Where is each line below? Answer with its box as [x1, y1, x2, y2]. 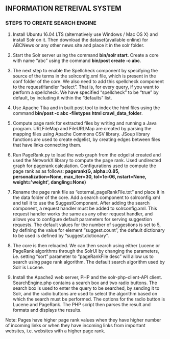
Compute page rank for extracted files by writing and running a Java [12, 120, 157, 126]
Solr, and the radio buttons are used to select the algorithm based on [12, 290, 157, 296]
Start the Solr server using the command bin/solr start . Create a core [12, 52, 159, 58]
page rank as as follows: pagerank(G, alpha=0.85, [12, 168, 120, 174]
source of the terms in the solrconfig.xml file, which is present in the [12, 73, 156, 79]
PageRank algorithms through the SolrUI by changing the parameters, [12, 248, 159, 254]
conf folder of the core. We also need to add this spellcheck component [12, 78, 164, 84]
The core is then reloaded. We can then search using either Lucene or [12, 242, 160, 248]
